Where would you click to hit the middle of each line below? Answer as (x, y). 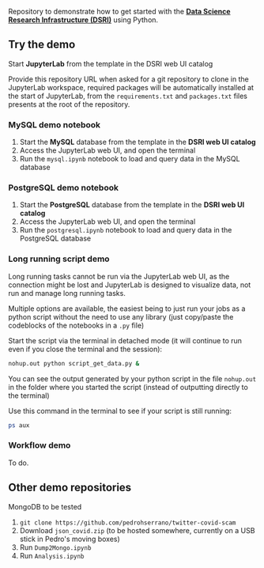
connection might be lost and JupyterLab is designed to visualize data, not (130, 285)
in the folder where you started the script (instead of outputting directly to (128, 387)
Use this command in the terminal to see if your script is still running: (120, 411)
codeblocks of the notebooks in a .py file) (76, 325)
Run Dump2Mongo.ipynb (55, 547)
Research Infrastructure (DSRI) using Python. (83, 20)
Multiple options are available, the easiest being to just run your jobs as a (127, 309)
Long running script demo (59, 259)
